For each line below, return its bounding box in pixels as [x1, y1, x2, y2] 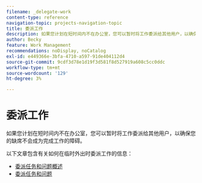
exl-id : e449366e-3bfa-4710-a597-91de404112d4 [6, 53, 125, 59]
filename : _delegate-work [6, 8, 71, 15]
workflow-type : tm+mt [6, 64, 61, 71]
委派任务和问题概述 [14, 163, 63, 170]
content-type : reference [6, 14, 69, 20]
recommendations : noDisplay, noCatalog [6, 48, 106, 54]
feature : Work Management [6, 43, 71, 49]
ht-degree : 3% [6, 76, 42, 82]
